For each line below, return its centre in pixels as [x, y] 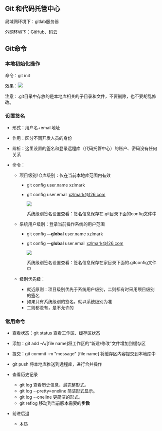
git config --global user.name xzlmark [65, 234]
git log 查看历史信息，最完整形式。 [54, 385]
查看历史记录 [25, 374]
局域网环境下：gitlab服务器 [32, 21]
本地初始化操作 [23, 64]
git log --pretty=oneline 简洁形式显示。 [58, 391]
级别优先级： [32, 279]
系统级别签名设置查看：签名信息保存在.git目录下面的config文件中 [91, 213]
